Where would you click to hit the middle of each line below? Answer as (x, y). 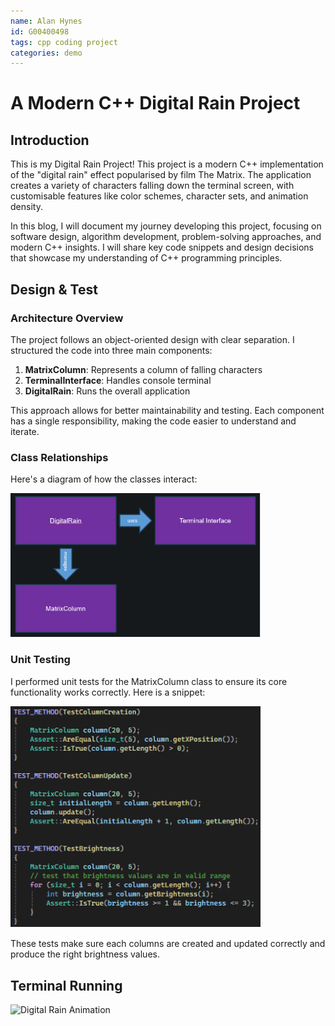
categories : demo (46, 53)
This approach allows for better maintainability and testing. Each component (167, 410)
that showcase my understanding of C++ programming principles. (146, 258)
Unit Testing (40, 660)
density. (26, 207)
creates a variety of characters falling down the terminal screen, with (152, 186)
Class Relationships (59, 457)
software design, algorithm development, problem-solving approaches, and (166, 237)
